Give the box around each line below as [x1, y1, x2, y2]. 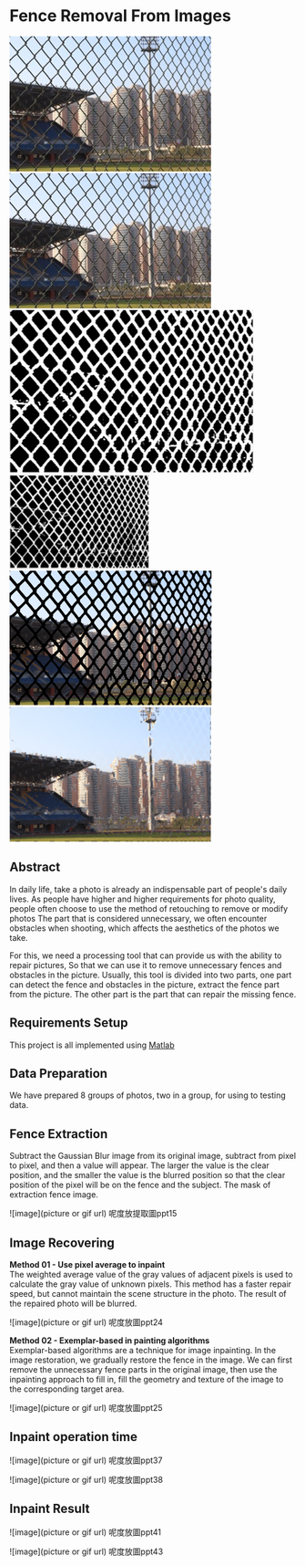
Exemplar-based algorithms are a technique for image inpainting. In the [9, 1345, 276, 1355]
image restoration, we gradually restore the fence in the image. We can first [9, 1354, 293, 1365]
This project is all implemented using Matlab [9, 1039, 175, 1050]
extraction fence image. [9, 1189, 98, 1200]
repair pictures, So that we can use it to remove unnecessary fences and [9, 959, 282, 970]
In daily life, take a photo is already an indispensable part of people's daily [9, 883, 288, 894]
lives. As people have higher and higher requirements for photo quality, [9, 893, 276, 904]
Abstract [9, 860, 61, 875]
